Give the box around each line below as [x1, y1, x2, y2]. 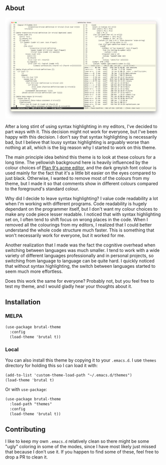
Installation [5, 298, 41, 306]
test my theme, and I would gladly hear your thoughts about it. [5, 283, 133, 290]
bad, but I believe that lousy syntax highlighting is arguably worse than [5, 139, 150, 146]
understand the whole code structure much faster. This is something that [5, 227, 155, 233]
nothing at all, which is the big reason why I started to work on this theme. [5, 145, 157, 151]
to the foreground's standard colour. [5, 186, 80, 192]
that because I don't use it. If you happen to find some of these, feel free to [5, 449, 159, 455]
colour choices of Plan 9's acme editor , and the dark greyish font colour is [5, 165, 157, 171]
